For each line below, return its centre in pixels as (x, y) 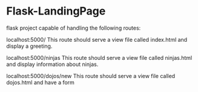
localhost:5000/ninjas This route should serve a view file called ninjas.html (99, 57)
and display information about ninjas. (52, 64)
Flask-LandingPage (56, 11)
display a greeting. (29, 46)
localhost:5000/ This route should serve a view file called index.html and (97, 39)
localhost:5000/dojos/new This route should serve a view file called (91, 76)
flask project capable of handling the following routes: (74, 28)
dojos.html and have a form (40, 82)
